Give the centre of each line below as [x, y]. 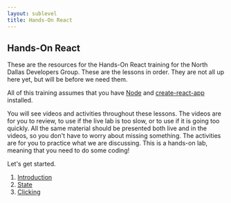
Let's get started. [32, 164]
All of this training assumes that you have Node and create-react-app [106, 93]
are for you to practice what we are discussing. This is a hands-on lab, [107, 143]
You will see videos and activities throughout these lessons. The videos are [114, 114]
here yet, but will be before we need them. [67, 80]
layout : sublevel [32, 14]
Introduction [35, 177]
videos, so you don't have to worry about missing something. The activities [114, 136]
